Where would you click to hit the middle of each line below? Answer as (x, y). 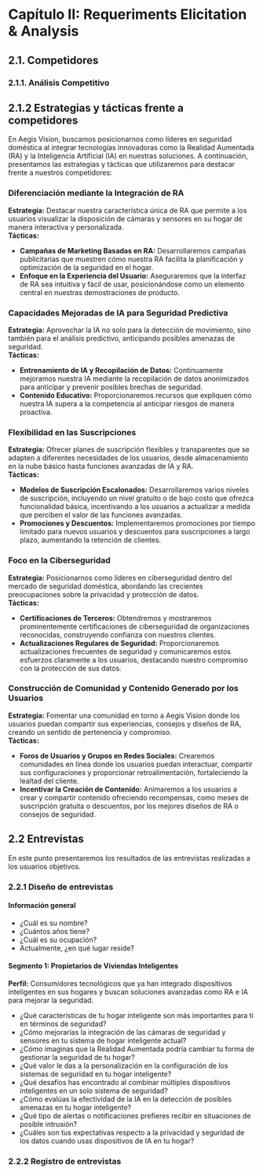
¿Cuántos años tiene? (55, 931)
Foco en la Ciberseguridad (60, 560)
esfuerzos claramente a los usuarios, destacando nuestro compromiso (134, 659)
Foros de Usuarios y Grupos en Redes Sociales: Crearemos (117, 755)
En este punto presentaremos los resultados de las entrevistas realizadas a (130, 858)
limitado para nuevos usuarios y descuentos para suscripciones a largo (135, 532)
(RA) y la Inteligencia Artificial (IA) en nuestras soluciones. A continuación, (128, 156)
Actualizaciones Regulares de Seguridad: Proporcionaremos (119, 643)
